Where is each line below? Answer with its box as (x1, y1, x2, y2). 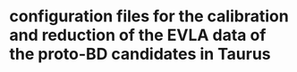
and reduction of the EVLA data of (9, 25, 267, 45)
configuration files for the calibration (9, 6, 289, 27)
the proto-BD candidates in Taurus (9, 44, 271, 64)
